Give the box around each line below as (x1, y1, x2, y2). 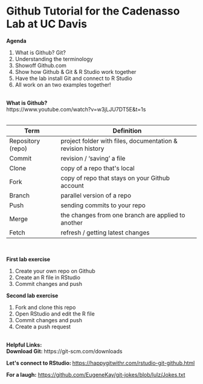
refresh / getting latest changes (60, 228, 150, 237)
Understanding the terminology (14, 55, 94, 62)
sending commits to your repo (60, 201, 146, 210)
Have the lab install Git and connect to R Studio (14, 74, 133, 82)
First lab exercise (6, 256, 50, 263)
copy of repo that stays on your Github (60, 174, 170, 182)
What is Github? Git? (14, 48, 66, 56)
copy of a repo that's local (60, 164, 135, 172)
